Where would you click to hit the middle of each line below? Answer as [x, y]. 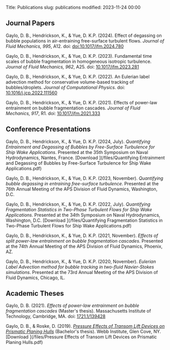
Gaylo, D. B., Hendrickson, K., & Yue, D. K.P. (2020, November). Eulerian [81, 261]
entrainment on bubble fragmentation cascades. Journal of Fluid [73, 108]
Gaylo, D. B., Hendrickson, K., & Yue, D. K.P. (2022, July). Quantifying [78, 204]
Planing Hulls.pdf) [24, 342]
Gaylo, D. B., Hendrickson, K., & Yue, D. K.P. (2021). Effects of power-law [81, 102]
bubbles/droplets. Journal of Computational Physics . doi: [66, 87]
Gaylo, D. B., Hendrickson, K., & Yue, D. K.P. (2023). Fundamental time [79, 56]
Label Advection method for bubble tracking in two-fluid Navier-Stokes [80, 267]
